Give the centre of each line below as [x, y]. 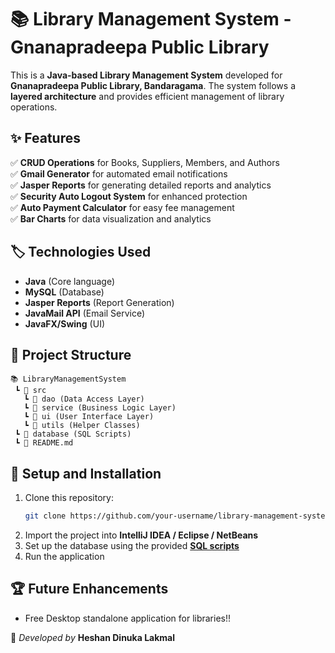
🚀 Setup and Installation [86, 473]
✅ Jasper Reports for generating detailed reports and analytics [141, 185]
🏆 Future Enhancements [89, 589]
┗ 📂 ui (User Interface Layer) [89, 417]
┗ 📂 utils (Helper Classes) [82, 426]
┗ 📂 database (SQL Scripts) [73, 434]
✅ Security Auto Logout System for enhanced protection [129, 196]
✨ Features [45, 138]
